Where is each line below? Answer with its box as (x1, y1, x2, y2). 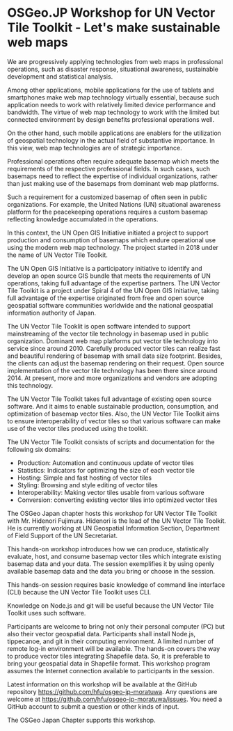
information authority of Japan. (7, 308, 97, 317)
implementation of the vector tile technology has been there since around (7, 366, 218, 375)
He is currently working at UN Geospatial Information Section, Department (7, 524, 220, 532)
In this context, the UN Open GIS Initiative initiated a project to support (7, 228, 209, 237)
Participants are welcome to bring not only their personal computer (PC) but (7, 622, 225, 631)
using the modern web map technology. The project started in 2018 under (7, 243, 219, 251)
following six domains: (7, 445, 72, 453)
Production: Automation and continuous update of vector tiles (17, 458, 194, 467)
